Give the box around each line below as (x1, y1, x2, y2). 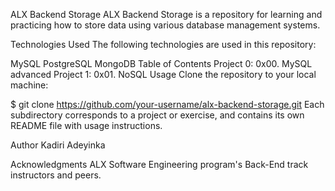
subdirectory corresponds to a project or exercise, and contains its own (10, 109, 305, 121)
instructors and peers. (10, 169, 102, 181)
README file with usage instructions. (10, 120, 163, 131)
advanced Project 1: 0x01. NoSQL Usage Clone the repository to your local (10, 69, 317, 80)
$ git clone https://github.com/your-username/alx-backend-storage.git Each (10, 99, 325, 110)
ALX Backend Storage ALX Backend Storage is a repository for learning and (10, 9, 323, 20)
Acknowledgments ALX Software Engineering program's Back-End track (10, 159, 309, 170)
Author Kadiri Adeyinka (10, 139, 106, 151)
